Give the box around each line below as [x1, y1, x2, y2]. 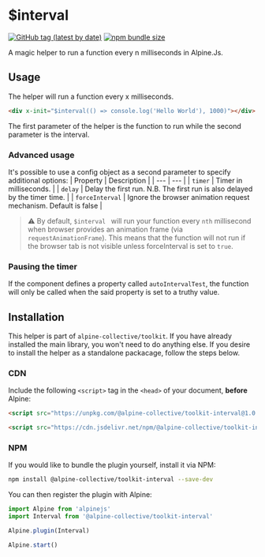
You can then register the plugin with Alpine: [8, 490, 152, 499]
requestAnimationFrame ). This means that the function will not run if [27, 232, 246, 243]
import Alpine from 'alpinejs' [8, 505, 111, 514]
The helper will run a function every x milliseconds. [8, 92, 174, 101]
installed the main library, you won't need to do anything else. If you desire [8, 340, 251, 349]
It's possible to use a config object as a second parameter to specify [8, 167, 231, 176]
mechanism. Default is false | [8, 201, 103, 210]
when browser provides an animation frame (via [27, 224, 184, 234]
